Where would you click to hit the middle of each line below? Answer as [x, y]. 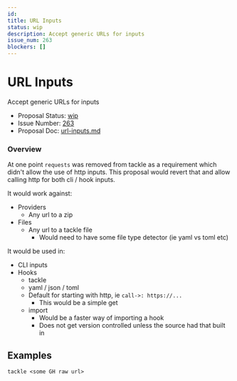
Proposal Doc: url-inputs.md [59, 130]
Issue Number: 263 [46, 123]
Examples [30, 355]
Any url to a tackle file [60, 230]
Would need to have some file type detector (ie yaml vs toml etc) [134, 237]
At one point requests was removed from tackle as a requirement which [112, 165]
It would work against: [40, 193]
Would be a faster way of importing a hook [101, 318]
